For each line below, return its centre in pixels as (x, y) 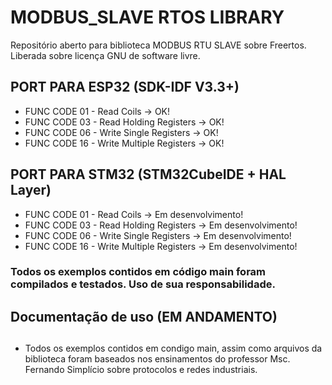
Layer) (31, 190)
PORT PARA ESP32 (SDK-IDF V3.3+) (125, 87)
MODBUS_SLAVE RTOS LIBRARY (147, 17)
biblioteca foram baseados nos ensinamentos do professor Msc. (157, 359)
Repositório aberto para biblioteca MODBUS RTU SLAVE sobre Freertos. (158, 45)
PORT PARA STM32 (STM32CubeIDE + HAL (148, 174)
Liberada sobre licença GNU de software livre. (105, 55)
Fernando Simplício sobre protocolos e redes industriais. (141, 370)
